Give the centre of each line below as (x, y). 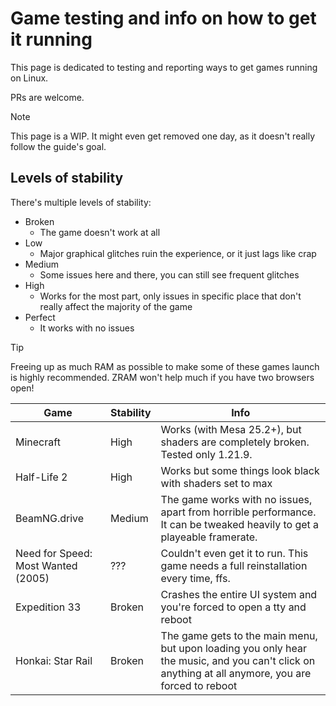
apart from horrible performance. (238, 512)
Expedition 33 (48, 607)
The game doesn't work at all (100, 232)
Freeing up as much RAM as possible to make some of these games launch (165, 366)
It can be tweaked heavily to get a (240, 524)
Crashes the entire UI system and (239, 594)
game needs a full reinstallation (234, 565)
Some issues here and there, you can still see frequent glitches (169, 274)
